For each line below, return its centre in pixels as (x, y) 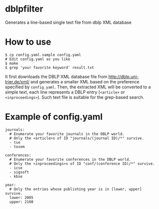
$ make (12, 63)
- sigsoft (19, 172)
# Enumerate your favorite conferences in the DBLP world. (70, 159)
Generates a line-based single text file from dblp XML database (68, 22)
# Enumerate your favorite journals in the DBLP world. (67, 134)
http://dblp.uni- (124, 77)
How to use (28, 42)
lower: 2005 (22, 197)
